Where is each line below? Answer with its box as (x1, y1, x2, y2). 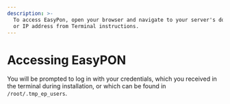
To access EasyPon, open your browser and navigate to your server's (13, 16, 216, 23)
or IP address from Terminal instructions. (13, 23, 139, 29)
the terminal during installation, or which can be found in (7, 82, 166, 90)
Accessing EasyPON (7, 52, 127, 68)
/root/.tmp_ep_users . (7, 90, 68, 98)
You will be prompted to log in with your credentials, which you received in (7, 75, 218, 83)
